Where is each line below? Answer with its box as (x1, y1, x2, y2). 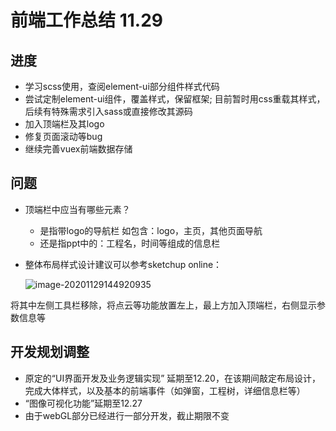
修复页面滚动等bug (24, 131, 103, 142)
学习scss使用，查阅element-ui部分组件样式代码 (24, 81, 220, 92)
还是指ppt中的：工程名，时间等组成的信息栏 (39, 237, 221, 249)
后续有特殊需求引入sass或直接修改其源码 (24, 106, 193, 117)
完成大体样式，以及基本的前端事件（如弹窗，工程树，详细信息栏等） (24, 384, 306, 396)
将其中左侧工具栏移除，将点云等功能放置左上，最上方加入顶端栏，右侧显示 (10, 299, 317, 311)
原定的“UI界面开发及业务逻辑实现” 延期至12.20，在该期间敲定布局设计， (24, 372, 321, 384)
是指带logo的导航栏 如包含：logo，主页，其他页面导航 (39, 224, 263, 236)
